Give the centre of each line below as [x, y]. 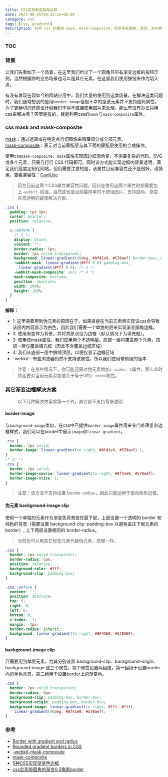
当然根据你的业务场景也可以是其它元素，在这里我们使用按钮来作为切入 [86, 79]
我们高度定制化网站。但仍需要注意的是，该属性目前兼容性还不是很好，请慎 [86, 168]
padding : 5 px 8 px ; [29, 212]
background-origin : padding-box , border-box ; [58, 702]
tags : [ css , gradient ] [29, 24]
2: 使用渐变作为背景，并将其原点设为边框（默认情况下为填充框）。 [80, 334]
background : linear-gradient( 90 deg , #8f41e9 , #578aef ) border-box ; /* [89, 258]
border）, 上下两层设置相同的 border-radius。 [52, 530]
